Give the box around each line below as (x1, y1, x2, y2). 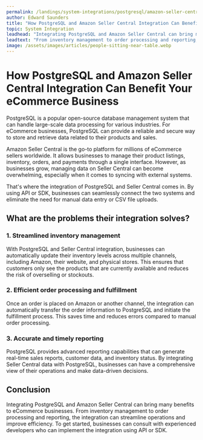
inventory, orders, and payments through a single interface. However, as (6, 158, 186, 165)
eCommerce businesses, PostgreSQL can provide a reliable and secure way (6, 127, 195, 134)
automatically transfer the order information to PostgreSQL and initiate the (6, 306, 190, 314)
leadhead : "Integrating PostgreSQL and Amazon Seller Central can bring (6, 31, 193, 38)
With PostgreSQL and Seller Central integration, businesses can (6, 245, 165, 252)
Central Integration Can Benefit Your (6, 82, 193, 96)
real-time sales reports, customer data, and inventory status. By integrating (6, 355, 193, 362)
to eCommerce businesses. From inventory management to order (6, 407, 169, 415)
